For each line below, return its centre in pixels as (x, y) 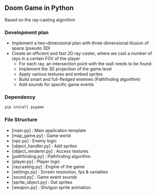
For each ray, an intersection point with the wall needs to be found (85, 64)
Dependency (20, 97)
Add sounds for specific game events (56, 84)
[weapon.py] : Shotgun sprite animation (51, 187)
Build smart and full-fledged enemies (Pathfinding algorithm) (80, 79)
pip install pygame (24, 107)
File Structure (21, 120)
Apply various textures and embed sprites (61, 74)
